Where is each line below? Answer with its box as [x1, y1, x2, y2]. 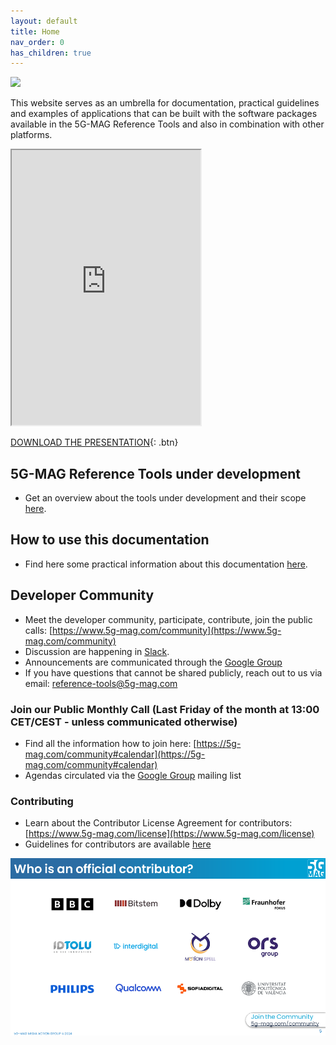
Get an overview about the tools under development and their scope [24, 492, 307, 504]
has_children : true [10, 48, 92, 58]
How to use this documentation [10, 531, 210, 549]
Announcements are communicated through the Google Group [24, 656, 283, 668]
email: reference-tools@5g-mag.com [24, 677, 178, 689]
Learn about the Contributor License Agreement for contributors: [24, 817, 293, 829]
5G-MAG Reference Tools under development [10, 465, 301, 482]
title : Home [10, 26, 60, 37]
